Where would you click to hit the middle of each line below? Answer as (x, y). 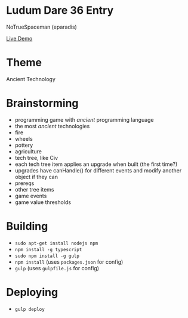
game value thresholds (43, 202)
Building (27, 226)
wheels (24, 138)
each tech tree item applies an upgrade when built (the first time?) (96, 164)
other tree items (34, 189)
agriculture (28, 151)
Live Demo (19, 38)
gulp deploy (30, 309)
